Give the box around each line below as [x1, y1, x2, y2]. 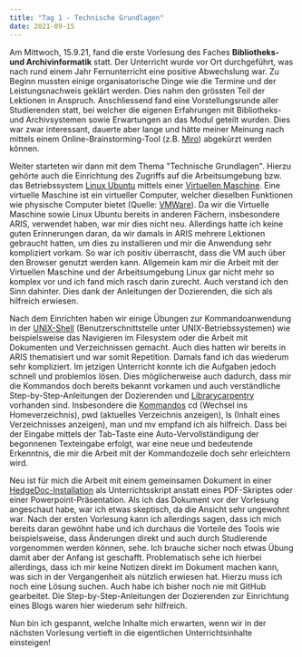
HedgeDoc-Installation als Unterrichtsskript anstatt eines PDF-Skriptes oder [9, 484, 293, 495]
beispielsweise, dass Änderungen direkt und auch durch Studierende [9, 532, 268, 544]
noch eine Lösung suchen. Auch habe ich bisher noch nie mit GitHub [9, 581, 266, 592]
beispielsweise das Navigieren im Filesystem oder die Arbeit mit [9, 332, 248, 343]
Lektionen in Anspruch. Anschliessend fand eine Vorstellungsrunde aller [9, 94, 279, 105]
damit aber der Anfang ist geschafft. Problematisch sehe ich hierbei [9, 552, 262, 563]
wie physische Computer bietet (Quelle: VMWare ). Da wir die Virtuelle [9, 198, 269, 209]
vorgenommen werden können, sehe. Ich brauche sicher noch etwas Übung [9, 542, 294, 553]
